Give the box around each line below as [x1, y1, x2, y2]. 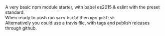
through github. [5, 25, 37, 31]
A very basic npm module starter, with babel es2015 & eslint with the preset [5, 4, 161, 10]
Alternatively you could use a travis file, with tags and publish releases [5, 20, 150, 26]
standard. [5, 9, 25, 15]
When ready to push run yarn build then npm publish [5, 15, 115, 20]
